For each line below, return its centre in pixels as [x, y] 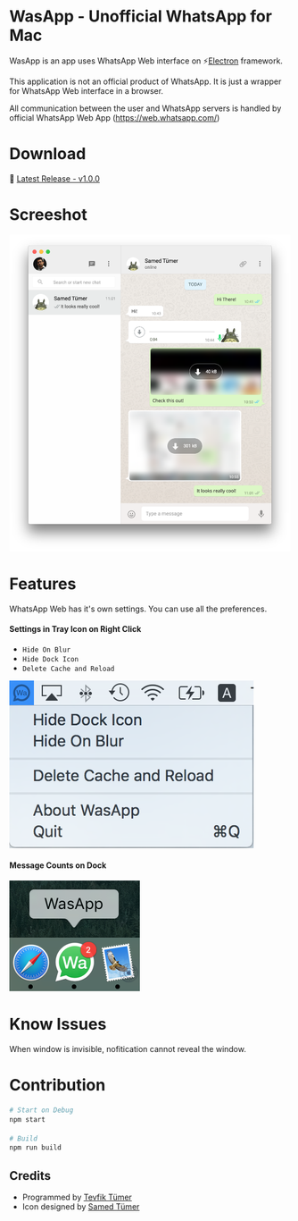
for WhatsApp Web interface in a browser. [86, 90]
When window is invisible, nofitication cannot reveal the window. [128, 1048]
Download [48, 154]
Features [43, 584]
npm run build [36, 1148]
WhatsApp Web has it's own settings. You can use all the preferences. [138, 609]
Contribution [58, 1086]
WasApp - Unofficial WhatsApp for [141, 17]
